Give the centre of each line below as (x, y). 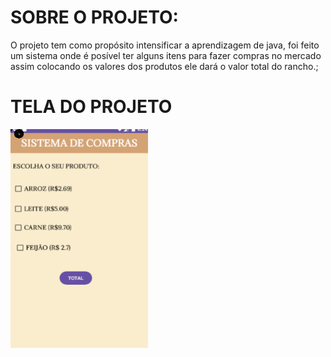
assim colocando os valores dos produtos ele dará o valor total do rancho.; (164, 66)
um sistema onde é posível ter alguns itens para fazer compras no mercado (166, 55)
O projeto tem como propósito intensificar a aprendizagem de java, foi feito (165, 45)
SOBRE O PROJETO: (94, 17)
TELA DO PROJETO (91, 107)
